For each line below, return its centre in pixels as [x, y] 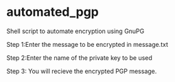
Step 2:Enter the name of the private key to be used [79, 58]
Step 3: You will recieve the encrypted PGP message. [82, 71]
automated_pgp [52, 12]
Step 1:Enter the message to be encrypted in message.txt [87, 44]
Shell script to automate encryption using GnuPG [75, 31]
